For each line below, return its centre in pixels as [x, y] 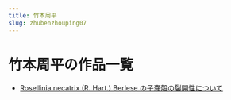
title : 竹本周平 [33, 15]
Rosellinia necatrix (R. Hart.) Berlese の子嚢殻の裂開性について [121, 88]
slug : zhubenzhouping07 [48, 23]
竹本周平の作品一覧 [71, 65]
